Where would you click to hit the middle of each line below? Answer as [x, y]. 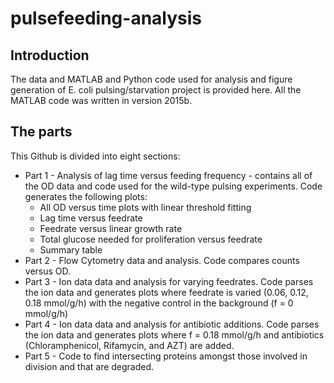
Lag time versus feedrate [91, 218]
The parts [41, 132]
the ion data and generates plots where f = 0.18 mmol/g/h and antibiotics [174, 334]
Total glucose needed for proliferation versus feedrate [151, 239]
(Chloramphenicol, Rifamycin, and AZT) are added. [129, 345]
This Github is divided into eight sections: [95, 156]
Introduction [50, 55]
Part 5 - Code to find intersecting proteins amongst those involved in [166, 356]
